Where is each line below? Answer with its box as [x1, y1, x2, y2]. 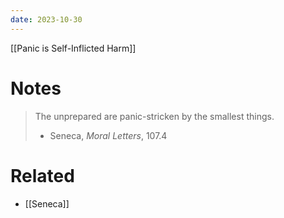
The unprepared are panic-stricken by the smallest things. [34, 110, 275, 122]
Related [10, 164, 75, 187]
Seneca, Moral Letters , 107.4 [49, 129, 168, 141]
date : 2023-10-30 [10, 14, 83, 25]
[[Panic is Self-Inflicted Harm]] [10, 42, 137, 54]
